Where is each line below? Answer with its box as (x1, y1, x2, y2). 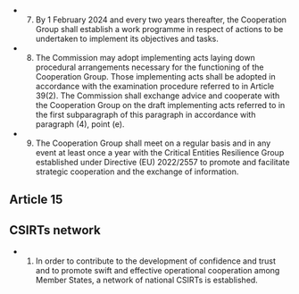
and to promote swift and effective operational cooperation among (35, 265, 280, 276)
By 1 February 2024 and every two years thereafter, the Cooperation (35, 14, 287, 25)
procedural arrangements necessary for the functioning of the (35, 62, 264, 72)
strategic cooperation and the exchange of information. (35, 166, 239, 177)
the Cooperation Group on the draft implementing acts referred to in (35, 100, 286, 110)
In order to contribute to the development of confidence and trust (35, 256, 277, 266)
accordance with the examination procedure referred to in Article (35, 81, 275, 91)
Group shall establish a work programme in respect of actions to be (35, 24, 284, 34)
